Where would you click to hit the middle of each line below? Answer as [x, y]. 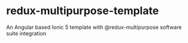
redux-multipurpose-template [83, 11]
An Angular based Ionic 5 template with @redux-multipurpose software [94, 27]
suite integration [26, 33]
